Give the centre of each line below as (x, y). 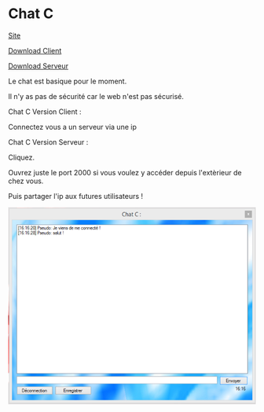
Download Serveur (38, 66)
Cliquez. (22, 157)
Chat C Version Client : (45, 112)
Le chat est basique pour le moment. (68, 81)
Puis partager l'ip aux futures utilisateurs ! (76, 196)
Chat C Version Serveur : (48, 142)
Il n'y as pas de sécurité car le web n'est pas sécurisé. (96, 96)
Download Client (35, 50)
